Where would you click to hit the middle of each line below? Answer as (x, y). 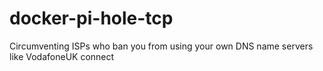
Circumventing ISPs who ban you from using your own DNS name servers (161, 46)
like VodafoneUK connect (62, 56)
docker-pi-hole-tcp (91, 18)
